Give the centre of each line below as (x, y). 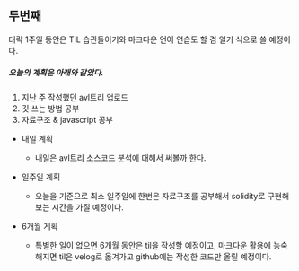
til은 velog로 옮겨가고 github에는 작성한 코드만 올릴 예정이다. (165, 256)
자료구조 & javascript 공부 (67, 119)
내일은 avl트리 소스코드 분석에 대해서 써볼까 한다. (120, 157)
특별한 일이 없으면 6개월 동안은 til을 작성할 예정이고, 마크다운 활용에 (153, 245)
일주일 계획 (41, 177)
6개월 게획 (40, 226)
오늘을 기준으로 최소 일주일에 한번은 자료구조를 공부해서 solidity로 (150, 196)
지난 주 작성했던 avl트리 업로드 (75, 97)
